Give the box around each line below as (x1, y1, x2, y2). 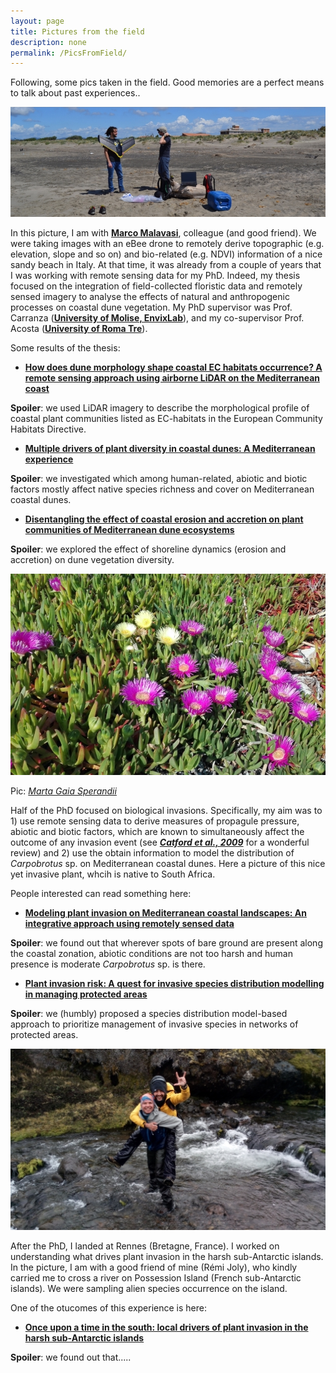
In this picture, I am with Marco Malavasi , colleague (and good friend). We (10, 227, 317, 239)
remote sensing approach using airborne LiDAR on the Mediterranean (24, 372, 320, 384)
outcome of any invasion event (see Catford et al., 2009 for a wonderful (10, 836, 310, 848)
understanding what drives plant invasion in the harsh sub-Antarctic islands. (10, 1251, 324, 1263)
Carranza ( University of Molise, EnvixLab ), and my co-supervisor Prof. (10, 312, 305, 324)
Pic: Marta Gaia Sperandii (10, 785, 117, 797)
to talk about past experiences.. (10, 87, 141, 99)
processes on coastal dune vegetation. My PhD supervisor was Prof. (10, 301, 293, 314)
